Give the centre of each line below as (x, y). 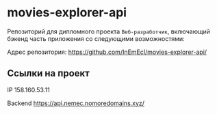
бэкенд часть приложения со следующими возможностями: (96, 38)
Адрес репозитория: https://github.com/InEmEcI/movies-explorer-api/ (107, 52)
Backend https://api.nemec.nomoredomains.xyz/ (76, 103)
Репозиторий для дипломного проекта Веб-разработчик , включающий (108, 31)
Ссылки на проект (49, 73)
